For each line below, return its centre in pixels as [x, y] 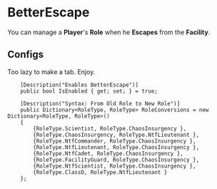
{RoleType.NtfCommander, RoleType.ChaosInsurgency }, [115, 141]
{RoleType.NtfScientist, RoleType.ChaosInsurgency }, [115, 166]
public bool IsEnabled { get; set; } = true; [89, 91]
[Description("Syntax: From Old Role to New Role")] [100, 103]
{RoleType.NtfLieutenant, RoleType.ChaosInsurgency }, [116, 147]
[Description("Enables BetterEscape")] [80, 85]
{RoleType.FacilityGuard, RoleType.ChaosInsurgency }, [116, 160]
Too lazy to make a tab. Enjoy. [51, 71]
